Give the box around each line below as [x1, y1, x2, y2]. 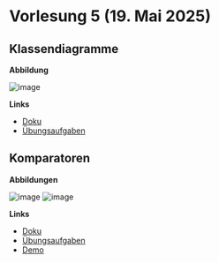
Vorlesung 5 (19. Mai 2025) [9, 6, 212, 26]
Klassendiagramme [9, 41, 119, 56]
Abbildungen [9, 174, 58, 184]
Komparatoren [9, 151, 91, 166]
